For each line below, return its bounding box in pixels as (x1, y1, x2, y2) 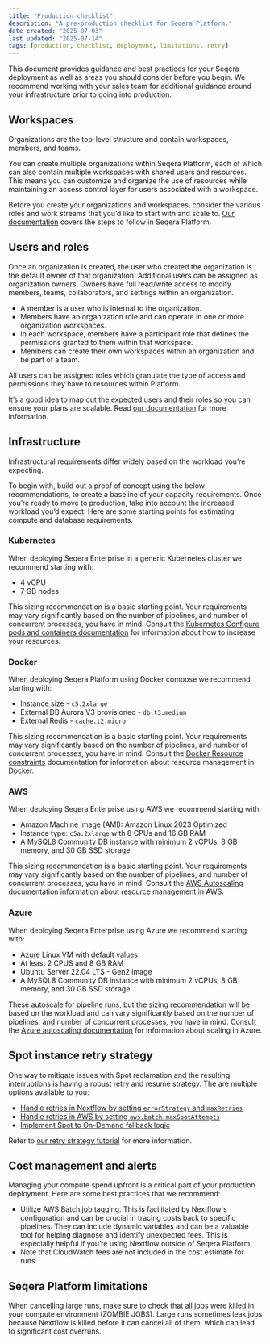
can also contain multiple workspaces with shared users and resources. (8, 167, 247, 177)
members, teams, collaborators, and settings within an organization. (8, 287, 234, 297)
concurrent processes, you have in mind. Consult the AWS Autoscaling (8, 879, 243, 888)
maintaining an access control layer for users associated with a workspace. (8, 184, 259, 194)
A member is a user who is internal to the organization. (19, 303, 202, 313)
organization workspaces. (19, 320, 106, 330)
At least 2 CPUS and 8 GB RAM (19, 958, 124, 968)
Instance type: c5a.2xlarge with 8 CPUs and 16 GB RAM (19, 829, 206, 838)
